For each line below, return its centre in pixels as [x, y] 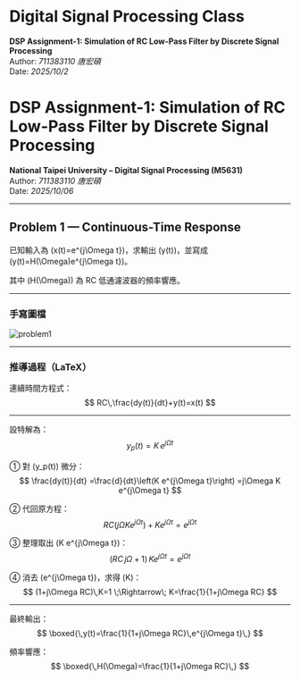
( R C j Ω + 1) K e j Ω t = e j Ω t [150, 558]
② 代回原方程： [39, 508]
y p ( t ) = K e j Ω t [150, 446]
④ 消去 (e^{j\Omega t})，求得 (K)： [75, 577]
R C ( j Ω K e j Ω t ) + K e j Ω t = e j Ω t [150, 524]
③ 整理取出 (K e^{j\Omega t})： [69, 543]
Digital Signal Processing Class [127, 17]
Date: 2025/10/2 [39, 71]
